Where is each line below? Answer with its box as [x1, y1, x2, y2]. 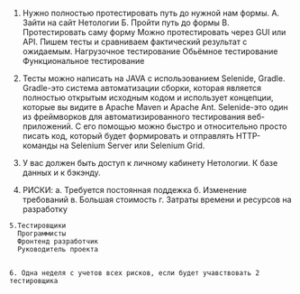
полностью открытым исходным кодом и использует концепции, [22, 92, 274, 103]
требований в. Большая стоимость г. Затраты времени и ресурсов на [22, 194, 292, 205]
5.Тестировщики [9, 221, 67, 230]
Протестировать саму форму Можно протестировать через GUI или [22, 27, 286, 37]
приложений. [22, 121, 74, 132]
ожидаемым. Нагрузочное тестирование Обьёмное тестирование [22, 46, 278, 57]
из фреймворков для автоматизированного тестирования [22, 112, 246, 122]
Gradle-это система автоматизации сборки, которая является [22, 83, 262, 93]
